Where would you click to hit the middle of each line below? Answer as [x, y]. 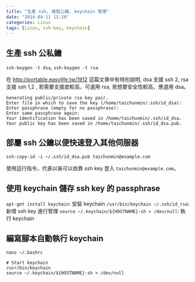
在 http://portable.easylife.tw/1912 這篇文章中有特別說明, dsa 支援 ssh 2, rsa [97, 80]
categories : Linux [28, 22]
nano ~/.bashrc [25, 252]
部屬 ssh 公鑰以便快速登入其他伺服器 [72, 143]
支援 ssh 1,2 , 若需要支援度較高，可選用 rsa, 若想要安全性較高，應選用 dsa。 [97, 87]
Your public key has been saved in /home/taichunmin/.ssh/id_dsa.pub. [94, 123]
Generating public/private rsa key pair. [57, 98]
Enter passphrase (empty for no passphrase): [62, 108]
